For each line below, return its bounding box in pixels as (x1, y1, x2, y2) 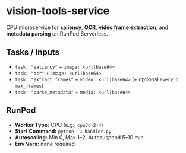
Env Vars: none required (14, 140, 75, 147)
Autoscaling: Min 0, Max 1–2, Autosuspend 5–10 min (14, 133, 144, 141)
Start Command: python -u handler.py (14, 128, 112, 135)
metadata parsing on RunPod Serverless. (6, 30, 109, 37)
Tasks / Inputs (6, 47, 60, 58)
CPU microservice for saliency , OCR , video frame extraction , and (6, 24, 168, 31)
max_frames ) (14, 82, 44, 89)
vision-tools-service (6, 4, 110, 18)
